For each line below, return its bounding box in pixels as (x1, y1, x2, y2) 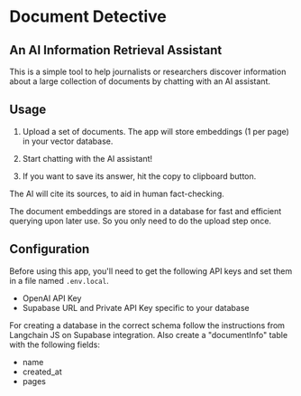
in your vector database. (22, 136, 114, 146)
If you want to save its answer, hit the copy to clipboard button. (22, 170, 257, 182)
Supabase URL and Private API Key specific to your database (22, 302, 250, 313)
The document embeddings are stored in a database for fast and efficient (9, 205, 282, 216)
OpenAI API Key (22, 292, 82, 304)
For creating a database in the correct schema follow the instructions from (9, 319, 286, 331)
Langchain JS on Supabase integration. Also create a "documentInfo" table (9, 329, 288, 340)
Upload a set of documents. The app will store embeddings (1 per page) (22, 126, 290, 137)
